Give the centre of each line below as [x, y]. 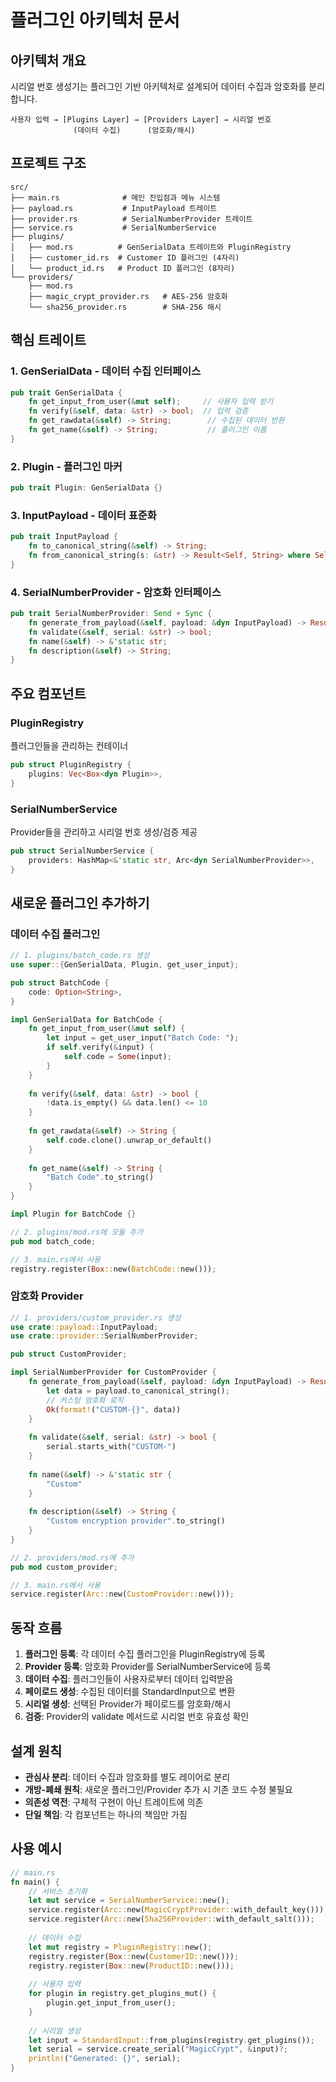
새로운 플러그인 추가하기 [80, 902]
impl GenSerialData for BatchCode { [86, 1019]
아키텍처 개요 [48, 60]
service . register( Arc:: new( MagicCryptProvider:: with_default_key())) [176, 1910]
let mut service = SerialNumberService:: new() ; [129, 1901]
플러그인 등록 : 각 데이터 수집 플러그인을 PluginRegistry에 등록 [145, 1654]
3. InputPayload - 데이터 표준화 [83, 515]
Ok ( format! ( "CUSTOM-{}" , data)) [114, 1409]
